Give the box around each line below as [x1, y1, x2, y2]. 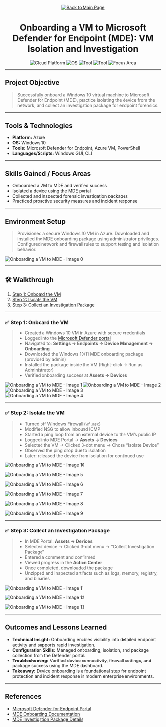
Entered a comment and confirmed [24, 554, 96, 560]
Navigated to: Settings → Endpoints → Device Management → [24, 340, 153, 347]
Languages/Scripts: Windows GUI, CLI [12, 150, 92, 156]
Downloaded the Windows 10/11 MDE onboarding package [24, 351, 143, 357]
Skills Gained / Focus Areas [5, 169, 91, 178]
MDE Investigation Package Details [12, 716, 83, 722]
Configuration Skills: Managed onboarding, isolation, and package [12, 647, 149, 653]
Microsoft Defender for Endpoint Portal [12, 705, 92, 712]
